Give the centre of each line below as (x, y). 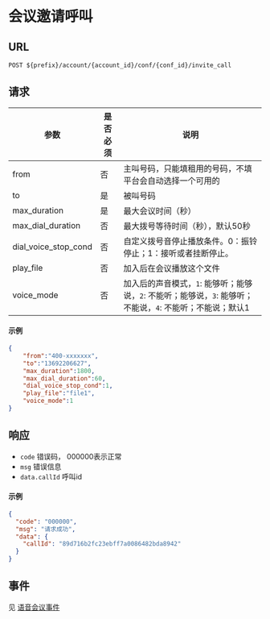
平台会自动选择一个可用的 (172, 181)
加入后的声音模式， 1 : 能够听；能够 (188, 283)
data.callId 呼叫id (51, 476)
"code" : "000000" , (47, 521)
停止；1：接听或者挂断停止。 (178, 253)
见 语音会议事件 (34, 607)
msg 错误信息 (41, 466)
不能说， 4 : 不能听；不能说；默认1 (187, 307)
